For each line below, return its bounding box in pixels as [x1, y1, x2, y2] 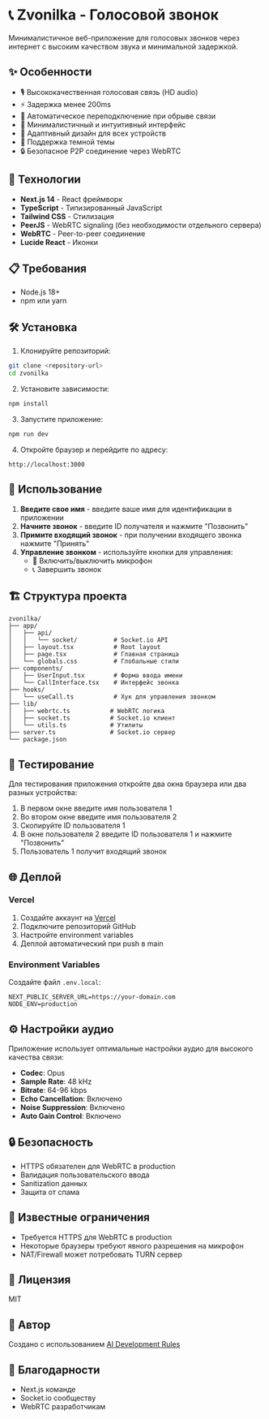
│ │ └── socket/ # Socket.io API [8, 636, 169, 644]
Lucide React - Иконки [19, 237, 99, 247]
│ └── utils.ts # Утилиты [8, 721, 143, 729]
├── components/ [8, 664, 63, 673]
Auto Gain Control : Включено [19, 1111, 122, 1120]
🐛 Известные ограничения [8, 1210, 150, 1224]
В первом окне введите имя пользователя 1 [19, 803, 173, 813]
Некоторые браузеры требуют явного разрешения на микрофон [19, 1241, 245, 1250]
